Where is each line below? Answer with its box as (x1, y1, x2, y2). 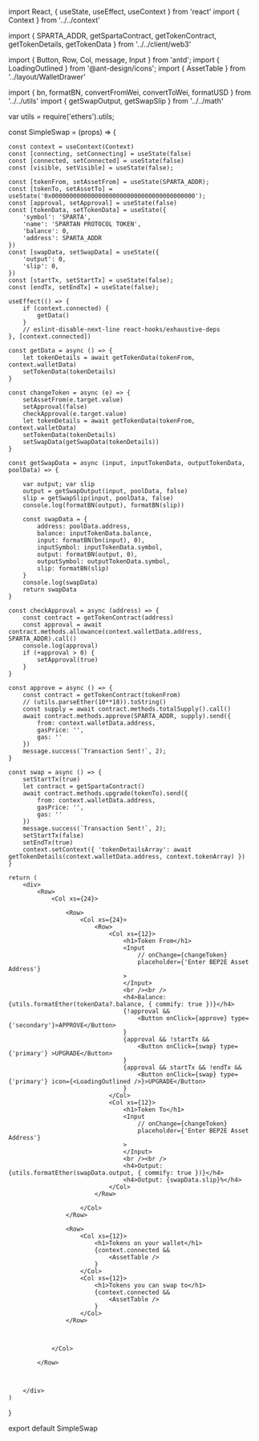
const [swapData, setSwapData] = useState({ (8, 248, 160, 256)
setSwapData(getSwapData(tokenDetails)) (22, 438, 160, 446)
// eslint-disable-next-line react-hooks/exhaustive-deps (22, 325, 221, 333)
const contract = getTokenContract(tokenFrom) (22, 691, 181, 699)
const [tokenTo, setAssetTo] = (8, 185, 113, 193)
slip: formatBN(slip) (37, 565, 110, 573)
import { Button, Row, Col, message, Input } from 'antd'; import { (8, 55, 221, 64)
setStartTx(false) (22, 831, 84, 839)
